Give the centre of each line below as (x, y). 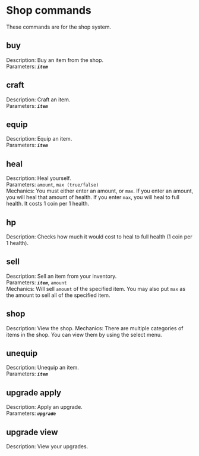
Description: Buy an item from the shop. (55, 60)
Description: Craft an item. (38, 100)
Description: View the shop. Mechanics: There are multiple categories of (95, 328)
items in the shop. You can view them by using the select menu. (84, 334)
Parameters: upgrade (31, 413)
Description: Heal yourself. (39, 178)
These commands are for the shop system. (59, 27)
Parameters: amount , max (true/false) (53, 185)
